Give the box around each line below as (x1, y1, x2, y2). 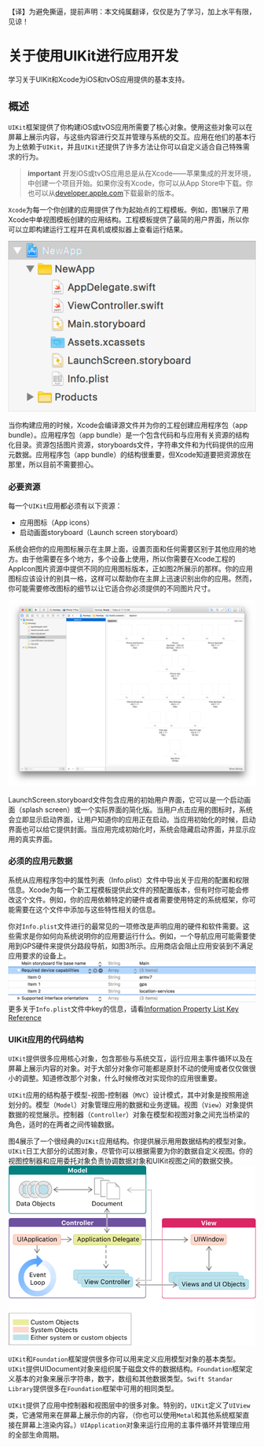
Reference (8, 1013, 42, 1023)
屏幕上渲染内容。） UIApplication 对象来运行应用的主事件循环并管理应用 (21, 1419, 251, 1430)
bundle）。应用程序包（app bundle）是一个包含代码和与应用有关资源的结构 (8, 430, 250, 440)
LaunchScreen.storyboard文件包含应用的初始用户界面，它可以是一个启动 (8, 795, 244, 804)
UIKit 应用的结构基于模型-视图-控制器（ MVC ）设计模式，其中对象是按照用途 (8, 1090, 250, 1099)
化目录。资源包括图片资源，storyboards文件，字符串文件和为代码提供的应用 (8, 440, 254, 450)
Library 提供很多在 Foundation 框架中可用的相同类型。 (8, 1383, 178, 1393)
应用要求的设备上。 (8, 951, 71, 960)
